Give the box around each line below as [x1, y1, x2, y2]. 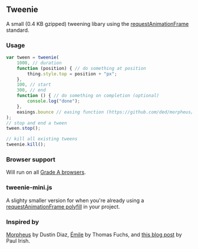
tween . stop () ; [6, 126, 41, 132]
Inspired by [6, 217, 39, 226]
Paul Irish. [6, 237, 31, 244]
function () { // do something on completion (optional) [16, 93, 160, 99]
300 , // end [16, 88, 46, 93]
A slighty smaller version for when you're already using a [6, 197, 144, 204]
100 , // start [16, 82, 51, 88]
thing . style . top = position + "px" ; [27, 70, 117, 77]
